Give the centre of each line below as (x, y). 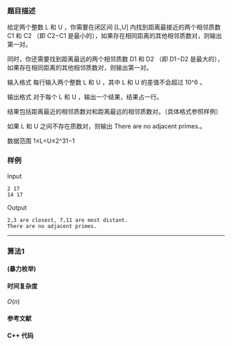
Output (17, 207)
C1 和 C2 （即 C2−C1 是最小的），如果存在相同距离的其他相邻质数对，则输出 (115, 36)
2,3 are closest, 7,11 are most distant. (68, 220)
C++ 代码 (20, 335)
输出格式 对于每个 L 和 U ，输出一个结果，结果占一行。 (85, 97)
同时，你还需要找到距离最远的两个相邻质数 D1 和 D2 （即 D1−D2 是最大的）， (115, 59)
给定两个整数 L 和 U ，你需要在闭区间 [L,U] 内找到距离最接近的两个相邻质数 (114, 27)
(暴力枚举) (22, 269)
